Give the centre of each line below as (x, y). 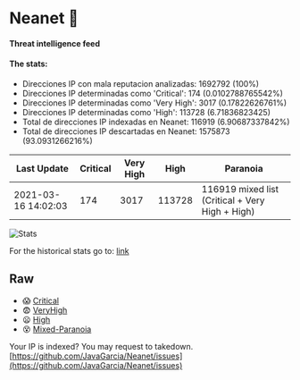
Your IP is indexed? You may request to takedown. (101, 346)
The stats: (29, 64)
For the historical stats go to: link (69, 250)
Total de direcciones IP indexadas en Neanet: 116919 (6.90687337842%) (156, 122)
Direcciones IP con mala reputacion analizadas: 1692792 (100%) (141, 83)
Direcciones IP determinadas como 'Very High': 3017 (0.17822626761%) (154, 103)
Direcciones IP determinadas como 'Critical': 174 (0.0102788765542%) (153, 93)
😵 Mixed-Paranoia (57, 329)
